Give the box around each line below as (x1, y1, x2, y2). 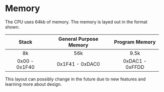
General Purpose (58, 35, 99, 42)
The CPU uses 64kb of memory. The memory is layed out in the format (5, 19, 148, 25)
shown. (5, 24, 20, 30)
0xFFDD (125, 63, 144, 70)
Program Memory (114, 38, 156, 45)
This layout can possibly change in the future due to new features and (5, 76, 146, 82)
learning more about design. (5, 81, 62, 87)
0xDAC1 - (123, 58, 147, 64)
